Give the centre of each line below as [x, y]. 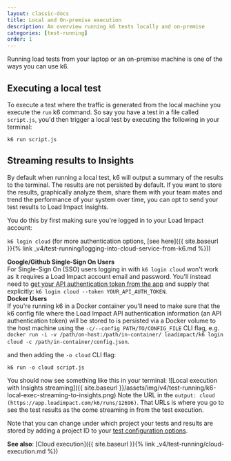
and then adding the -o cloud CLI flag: [62, 354]
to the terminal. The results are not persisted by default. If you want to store [114, 185]
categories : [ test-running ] [48, 33]
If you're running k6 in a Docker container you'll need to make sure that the [114, 306]
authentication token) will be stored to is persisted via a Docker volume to [111, 320]
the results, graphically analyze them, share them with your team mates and [115, 192]
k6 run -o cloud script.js [46, 368]
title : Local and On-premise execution [64, 20]
